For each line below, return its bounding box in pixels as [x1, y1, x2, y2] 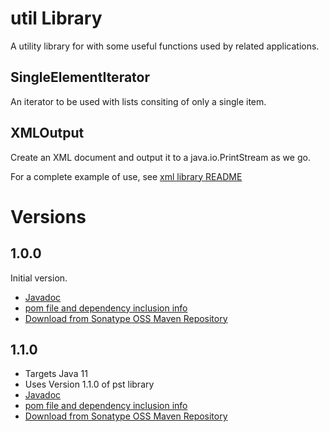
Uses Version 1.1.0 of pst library [24, 378, 155, 391]
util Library [10, 7, 103, 30]
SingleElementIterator [10, 69, 151, 86]
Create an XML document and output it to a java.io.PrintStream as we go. [10, 151, 311, 163]
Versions [10, 205, 87, 228]
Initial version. [10, 272, 68, 284]
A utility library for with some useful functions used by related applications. [10, 40, 320, 52]
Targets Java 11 [24, 368, 88, 380]
